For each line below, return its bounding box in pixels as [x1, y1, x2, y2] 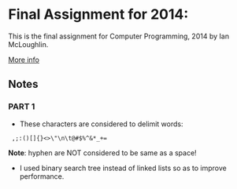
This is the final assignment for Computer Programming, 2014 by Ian [8, 31, 230, 41]
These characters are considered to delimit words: [19, 119, 183, 129]
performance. [19, 171, 65, 181]
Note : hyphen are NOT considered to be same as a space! [8, 147, 197, 158]
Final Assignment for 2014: [8, 5, 189, 24]
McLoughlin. [8, 39, 49, 49]
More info [8, 55, 40, 64]
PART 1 [8, 101, 35, 112]
